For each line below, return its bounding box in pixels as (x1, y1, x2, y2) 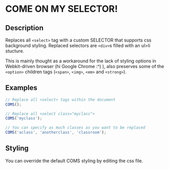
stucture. (5, 48, 25, 54)
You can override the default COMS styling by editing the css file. (5, 157, 143, 164)
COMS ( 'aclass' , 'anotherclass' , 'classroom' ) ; (5, 130, 107, 135)
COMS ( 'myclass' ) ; (5, 116, 43, 121)
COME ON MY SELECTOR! (5, 3, 118, 15)
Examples (5, 83, 37, 92)
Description (5, 24, 44, 32)
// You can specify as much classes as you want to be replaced (5, 125, 145, 131)
